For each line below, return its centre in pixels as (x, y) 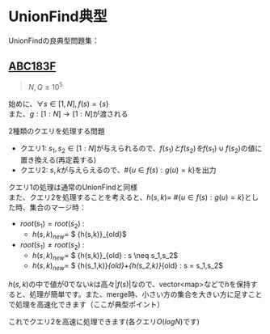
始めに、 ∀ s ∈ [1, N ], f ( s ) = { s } (59, 104)
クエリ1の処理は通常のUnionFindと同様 (73, 188)
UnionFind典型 (58, 17)
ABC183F (32, 67)
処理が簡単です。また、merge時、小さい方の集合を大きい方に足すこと (146, 294)
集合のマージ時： (58, 208)
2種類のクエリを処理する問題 (57, 131)
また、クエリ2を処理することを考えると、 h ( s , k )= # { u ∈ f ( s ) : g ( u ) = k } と (130, 197)
